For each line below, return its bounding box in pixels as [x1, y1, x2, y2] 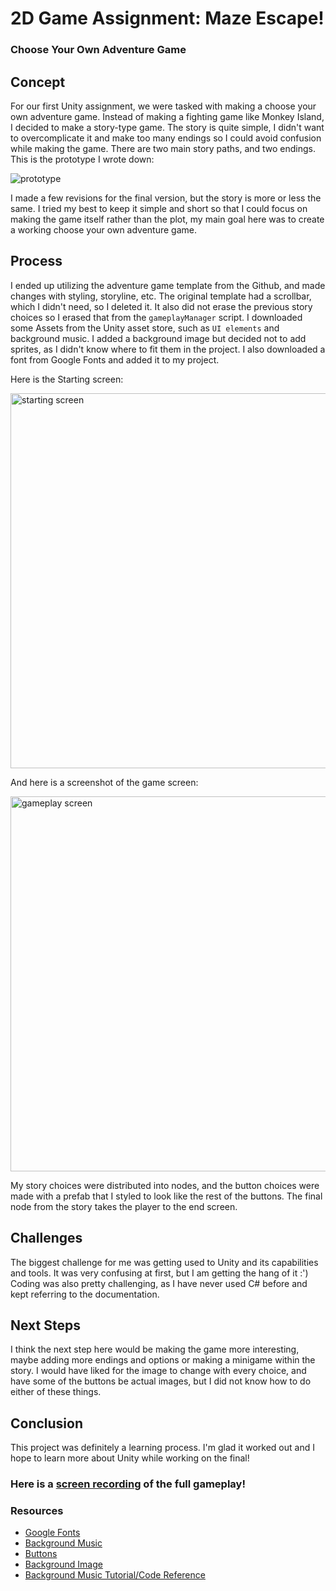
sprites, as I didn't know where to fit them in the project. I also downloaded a [10, 343, 326, 355]
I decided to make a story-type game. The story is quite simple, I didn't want [10, 121, 325, 133]
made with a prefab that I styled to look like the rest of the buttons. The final [10, 1190, 323, 1202]
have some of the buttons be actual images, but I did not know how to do [10, 1375, 312, 1387]
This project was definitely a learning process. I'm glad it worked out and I [10, 1442, 315, 1454]
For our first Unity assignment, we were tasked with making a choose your [10, 100, 317, 112]
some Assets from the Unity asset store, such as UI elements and [10, 322, 280, 334]
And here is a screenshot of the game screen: [10, 776, 199, 788]
